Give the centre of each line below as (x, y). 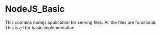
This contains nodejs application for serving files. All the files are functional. (81, 22)
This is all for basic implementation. (40, 27)
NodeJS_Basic (35, 9)
